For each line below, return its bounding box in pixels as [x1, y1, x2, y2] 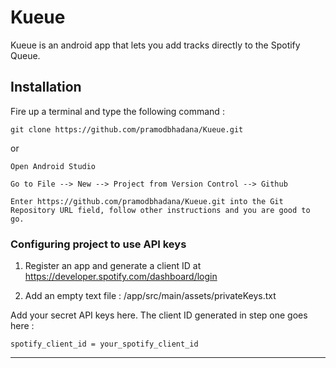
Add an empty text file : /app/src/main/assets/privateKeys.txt [24, 290, 277, 302]
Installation [10, 79, 82, 96]
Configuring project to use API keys [10, 237, 187, 251]
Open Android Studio [10, 161, 97, 171]
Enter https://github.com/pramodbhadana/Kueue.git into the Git [10, 196, 284, 206]
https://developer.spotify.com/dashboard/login [24, 271, 218, 283]
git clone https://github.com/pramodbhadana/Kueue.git [10, 124, 244, 135]
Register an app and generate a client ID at [24, 260, 202, 272]
